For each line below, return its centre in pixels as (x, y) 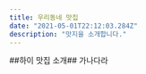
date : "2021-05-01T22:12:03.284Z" (74, 26)
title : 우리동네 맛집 (44, 17)
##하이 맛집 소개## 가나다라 (59, 61)
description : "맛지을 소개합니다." (68, 34)
